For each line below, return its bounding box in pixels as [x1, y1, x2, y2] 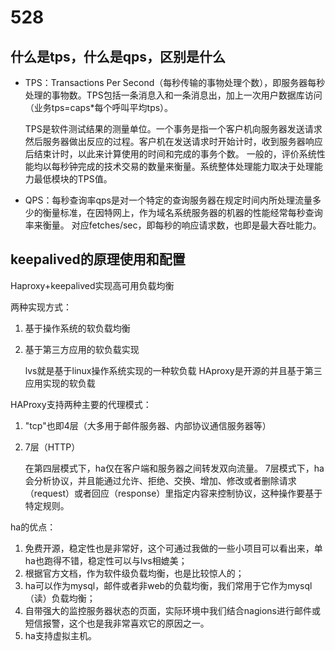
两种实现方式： [10, 301, 72, 313]
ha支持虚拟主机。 [24, 629, 97, 641]
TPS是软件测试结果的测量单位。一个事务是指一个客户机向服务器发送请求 [24, 123, 323, 135]
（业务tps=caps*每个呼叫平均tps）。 [24, 102, 174, 113]
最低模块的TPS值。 [33, 173, 113, 185]
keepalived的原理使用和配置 [10, 251, 186, 268]
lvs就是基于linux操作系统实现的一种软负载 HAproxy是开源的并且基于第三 [24, 364, 323, 376]
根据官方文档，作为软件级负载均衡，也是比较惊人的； [24, 567, 245, 579]
